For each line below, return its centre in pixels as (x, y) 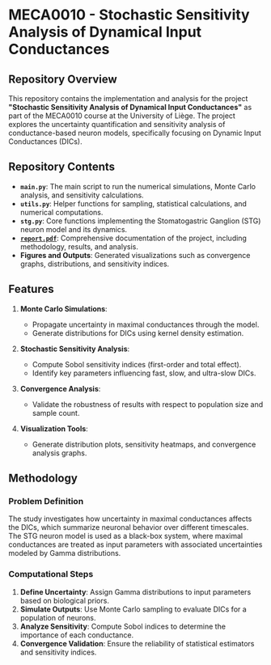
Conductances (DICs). (45, 142)
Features (31, 289)
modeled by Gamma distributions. (65, 553)
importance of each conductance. (77, 635)
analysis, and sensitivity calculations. (82, 195)
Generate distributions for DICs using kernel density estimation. (138, 332)
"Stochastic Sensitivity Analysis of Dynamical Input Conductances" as (130, 107)
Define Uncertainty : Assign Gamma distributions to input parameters (135, 591)
